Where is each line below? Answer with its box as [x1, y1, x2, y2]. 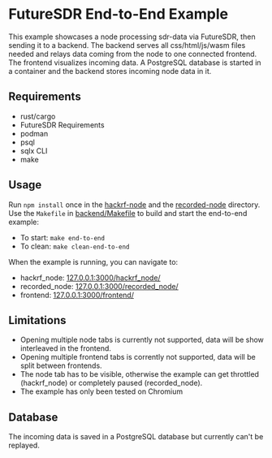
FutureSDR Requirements [19, 119, 105, 130]
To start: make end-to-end [19, 232, 106, 242]
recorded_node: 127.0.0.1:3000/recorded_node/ [19, 281, 179, 291]
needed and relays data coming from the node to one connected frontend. [8, 49, 257, 58]
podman [19, 128, 49, 138]
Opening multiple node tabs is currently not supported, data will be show [19, 335, 264, 345]
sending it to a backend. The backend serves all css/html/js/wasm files [8, 40, 246, 50]
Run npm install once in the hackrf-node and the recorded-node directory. [8, 200, 261, 210]
